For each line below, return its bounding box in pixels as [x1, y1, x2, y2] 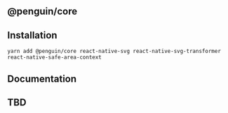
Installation [7, 29, 58, 41]
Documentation [7, 73, 77, 84]
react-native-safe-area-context [7, 54, 102, 61]
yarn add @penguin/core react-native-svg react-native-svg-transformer [7, 48, 221, 55]
